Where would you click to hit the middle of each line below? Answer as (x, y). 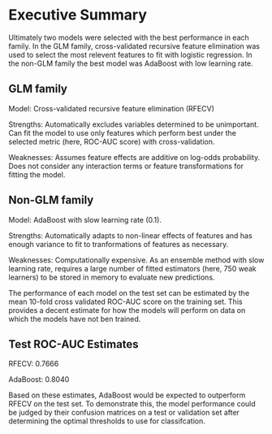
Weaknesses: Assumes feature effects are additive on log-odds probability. (134, 157)
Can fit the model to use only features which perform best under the (123, 132)
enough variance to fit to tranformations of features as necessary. (119, 244)
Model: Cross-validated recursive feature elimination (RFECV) (112, 108)
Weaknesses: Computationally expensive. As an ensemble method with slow (136, 260)
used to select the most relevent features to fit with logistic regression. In (130, 54)
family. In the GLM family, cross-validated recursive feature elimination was (134, 46)
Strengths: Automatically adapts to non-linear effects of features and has (131, 235)
